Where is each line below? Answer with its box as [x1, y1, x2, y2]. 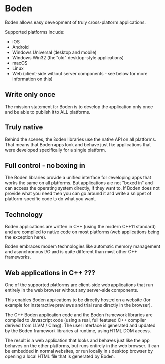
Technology [5, 210, 43, 219]
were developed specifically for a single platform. [5, 147, 106, 153]
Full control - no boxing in [5, 161, 85, 170]
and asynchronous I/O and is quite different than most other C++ [5, 249, 137, 255]
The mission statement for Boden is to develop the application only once [5, 103, 153, 110]
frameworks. [5, 254, 31, 260]
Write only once [5, 90, 55, 99]
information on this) [12, 76, 53, 82]
